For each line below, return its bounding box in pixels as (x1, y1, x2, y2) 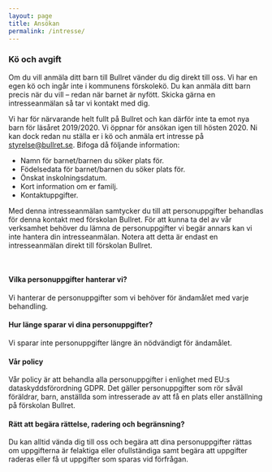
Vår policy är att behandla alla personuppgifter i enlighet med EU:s (8, 375, 230, 384)
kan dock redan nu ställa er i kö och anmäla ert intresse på (8, 131, 205, 141)
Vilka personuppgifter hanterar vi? (8, 275, 127, 284)
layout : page (8, 11, 53, 20)
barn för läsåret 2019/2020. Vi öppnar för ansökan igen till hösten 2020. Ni (8, 123, 258, 132)
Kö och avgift (8, 54, 63, 65)
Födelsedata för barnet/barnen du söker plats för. (19, 164, 186, 174)
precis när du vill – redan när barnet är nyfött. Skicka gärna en (8, 89, 216, 99)
